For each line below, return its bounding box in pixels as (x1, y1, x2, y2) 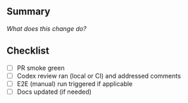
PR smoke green (16, 63, 65, 72)
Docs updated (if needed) (16, 87, 92, 96)
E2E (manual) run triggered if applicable (16, 79, 133, 87)
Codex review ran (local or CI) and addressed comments (16, 71, 181, 80)
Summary (6, 6, 51, 18)
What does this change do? (6, 24, 87, 32)
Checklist (6, 45, 50, 57)
